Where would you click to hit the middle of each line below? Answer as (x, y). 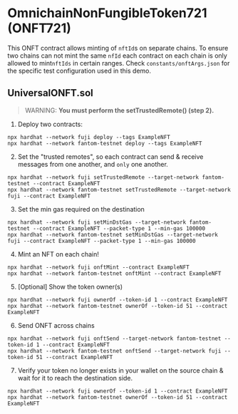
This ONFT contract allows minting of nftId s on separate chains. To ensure (118, 48)
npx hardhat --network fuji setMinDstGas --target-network (97, 222)
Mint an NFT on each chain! (58, 254)
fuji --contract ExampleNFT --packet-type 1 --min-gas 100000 (102, 241)
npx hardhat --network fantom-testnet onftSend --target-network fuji (114, 351)
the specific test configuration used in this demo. (79, 71)
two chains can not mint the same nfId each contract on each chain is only (118, 56)
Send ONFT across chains (56, 325)
